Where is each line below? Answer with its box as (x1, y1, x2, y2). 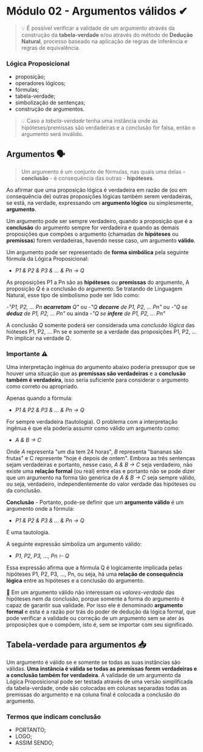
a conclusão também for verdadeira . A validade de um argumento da (6, 672, 181, 679)
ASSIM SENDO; (15, 739, 54, 747)
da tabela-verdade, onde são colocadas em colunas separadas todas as (6, 685, 187, 692)
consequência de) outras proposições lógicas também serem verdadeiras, (6, 193, 193, 200)
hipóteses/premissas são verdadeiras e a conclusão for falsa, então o (21, 124, 196, 131)
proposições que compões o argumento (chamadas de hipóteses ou (6, 230, 179, 238)
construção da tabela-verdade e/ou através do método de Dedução (21, 31, 193, 38)
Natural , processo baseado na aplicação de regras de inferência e (21, 38, 188, 45)
